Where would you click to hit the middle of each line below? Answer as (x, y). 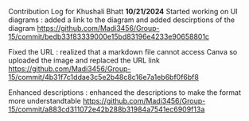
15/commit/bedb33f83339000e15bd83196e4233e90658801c (109, 36)
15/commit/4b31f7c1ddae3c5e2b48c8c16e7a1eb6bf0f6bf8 (103, 77)
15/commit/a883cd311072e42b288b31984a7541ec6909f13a (107, 109)
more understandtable (45, 101)
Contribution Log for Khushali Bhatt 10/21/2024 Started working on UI (123, 11)
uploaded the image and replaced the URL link (84, 60)
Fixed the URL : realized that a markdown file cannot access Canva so (123, 52)
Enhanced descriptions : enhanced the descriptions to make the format (124, 93)
